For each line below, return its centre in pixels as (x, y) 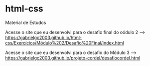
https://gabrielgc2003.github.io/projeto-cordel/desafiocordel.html (73, 57)
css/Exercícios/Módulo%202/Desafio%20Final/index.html (65, 42)
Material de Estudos (26, 22)
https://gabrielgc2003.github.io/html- (44, 37)
